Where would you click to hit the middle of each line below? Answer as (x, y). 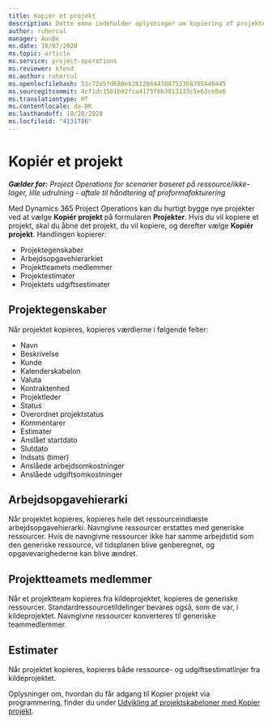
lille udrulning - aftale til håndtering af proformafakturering (127, 192)
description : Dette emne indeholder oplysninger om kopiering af (121, 24)
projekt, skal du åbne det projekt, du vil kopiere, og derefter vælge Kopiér (131, 225)
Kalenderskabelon (50, 371)
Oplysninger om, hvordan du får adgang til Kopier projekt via (109, 694)
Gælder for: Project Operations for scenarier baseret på (102, 184)
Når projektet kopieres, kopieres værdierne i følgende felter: (108, 329)
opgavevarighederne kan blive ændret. (73, 554)
